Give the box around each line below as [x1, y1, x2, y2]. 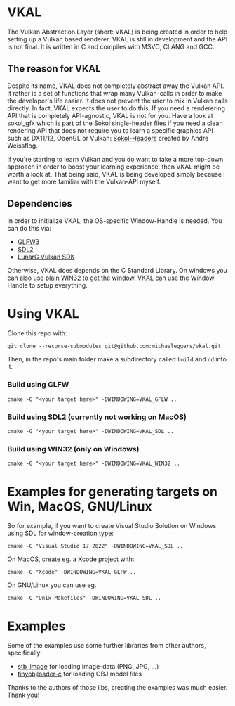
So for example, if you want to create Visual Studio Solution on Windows [7, 522, 217, 530]
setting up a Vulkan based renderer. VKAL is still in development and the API [7, 34, 228, 43]
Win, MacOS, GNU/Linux [7, 499, 152, 514]
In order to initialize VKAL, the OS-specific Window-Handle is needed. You [7, 216, 222, 225]
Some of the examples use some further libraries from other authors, [7, 641, 206, 650]
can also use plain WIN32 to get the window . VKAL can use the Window [7, 274, 215, 282]
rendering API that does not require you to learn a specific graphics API [7, 126, 214, 134]
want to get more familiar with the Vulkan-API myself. [7, 177, 161, 186]
